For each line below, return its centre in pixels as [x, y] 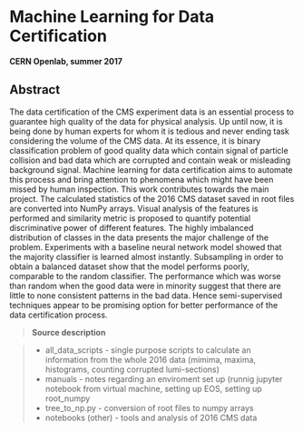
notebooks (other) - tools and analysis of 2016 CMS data [151, 417]
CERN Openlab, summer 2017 [66, 61]
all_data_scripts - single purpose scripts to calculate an [148, 350]
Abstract [35, 90]
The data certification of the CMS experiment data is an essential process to [152, 112]
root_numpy [68, 398]
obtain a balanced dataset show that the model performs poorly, [129, 266]
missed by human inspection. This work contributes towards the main [139, 189]
